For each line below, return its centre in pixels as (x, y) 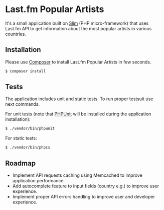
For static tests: (21, 138)
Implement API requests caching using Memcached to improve (77, 175)
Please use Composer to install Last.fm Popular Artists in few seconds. (78, 62)
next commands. (23, 104)
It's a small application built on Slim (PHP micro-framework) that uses (77, 23)
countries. (16, 34)
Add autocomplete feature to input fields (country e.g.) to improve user (86, 186)
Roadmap (21, 163)
